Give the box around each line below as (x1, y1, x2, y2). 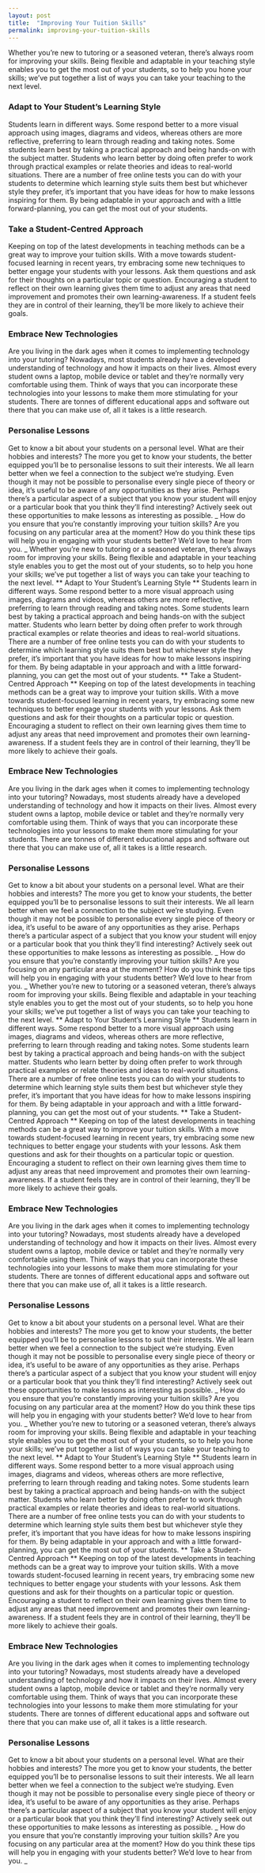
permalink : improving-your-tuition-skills (8, 26, 150, 34)
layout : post (8, 11, 51, 20)
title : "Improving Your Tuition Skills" (8, 19, 147, 27)
